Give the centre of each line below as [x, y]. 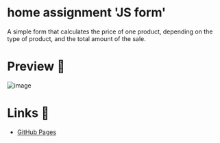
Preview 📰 [36, 67]
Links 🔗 [28, 113]
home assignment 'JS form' [87, 13]
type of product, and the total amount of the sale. [76, 38]
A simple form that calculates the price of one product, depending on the [110, 31]
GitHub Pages [37, 132]
